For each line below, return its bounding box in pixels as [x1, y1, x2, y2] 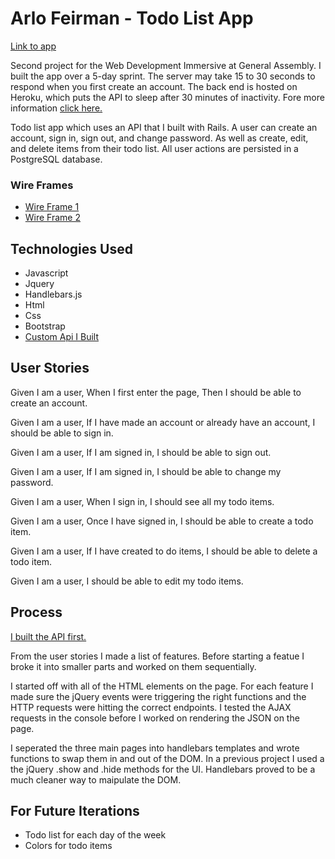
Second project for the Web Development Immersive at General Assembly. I [10, 59, 322, 71]
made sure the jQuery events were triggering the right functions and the [10, 690, 307, 702]
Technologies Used [10, 240, 133, 257]
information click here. [10, 102, 103, 114]
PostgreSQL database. [10, 153, 103, 165]
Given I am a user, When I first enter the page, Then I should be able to [10, 386, 302, 398]
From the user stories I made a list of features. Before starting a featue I [10, 650, 305, 662]
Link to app [10, 40, 57, 52]
